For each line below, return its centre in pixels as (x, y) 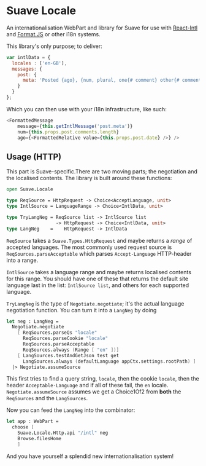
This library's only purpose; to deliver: (54, 46)
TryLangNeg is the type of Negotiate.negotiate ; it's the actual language (95, 303)
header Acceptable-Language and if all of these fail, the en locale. (87, 385)
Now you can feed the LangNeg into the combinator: (71, 410)
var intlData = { (29, 57)
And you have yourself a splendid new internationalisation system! (90, 456)
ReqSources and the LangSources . (47, 398)
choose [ (23, 427)
